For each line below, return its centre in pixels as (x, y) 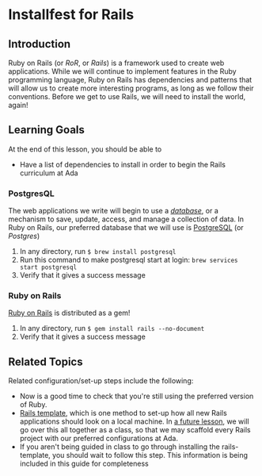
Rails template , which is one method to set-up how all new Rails (123, 413)
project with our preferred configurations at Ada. (99, 439)
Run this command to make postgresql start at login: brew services (129, 260)
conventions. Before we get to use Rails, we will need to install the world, (127, 96)
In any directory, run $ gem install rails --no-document (112, 328)
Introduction (40, 44)
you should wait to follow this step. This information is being (150, 455)
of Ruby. (33, 405)
